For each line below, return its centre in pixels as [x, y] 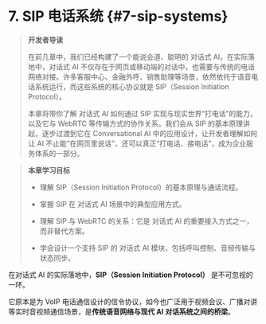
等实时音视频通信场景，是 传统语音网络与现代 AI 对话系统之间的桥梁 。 [122, 311]
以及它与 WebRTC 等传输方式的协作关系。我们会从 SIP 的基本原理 [135, 123]
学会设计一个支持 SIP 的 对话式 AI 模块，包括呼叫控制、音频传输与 [148, 248]
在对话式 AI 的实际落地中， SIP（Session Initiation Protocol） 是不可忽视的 [131, 275]
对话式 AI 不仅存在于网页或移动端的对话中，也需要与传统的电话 [152, 66]
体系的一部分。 [59, 153]
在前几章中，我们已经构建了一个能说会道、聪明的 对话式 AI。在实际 [138, 57]
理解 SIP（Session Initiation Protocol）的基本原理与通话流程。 [141, 187]
